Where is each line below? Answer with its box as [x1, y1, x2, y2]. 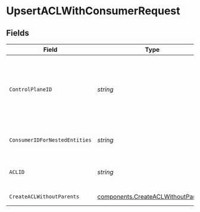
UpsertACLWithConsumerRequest [6, 4, 180, 18]
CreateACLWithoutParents [9, 194, 80, 200]
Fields [6, 28, 30, 38]
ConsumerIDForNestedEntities [9, 137, 92, 144]
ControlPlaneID [9, 86, 52, 93]
